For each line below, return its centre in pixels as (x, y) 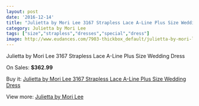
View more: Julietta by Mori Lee (45, 97)
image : (14, 39)
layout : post (22, 12)
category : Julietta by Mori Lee (46, 28)
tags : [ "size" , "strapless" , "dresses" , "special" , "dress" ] (78, 34)
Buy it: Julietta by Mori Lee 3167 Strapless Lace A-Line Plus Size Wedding (96, 79)
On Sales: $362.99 (30, 68)
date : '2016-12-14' (30, 17)
